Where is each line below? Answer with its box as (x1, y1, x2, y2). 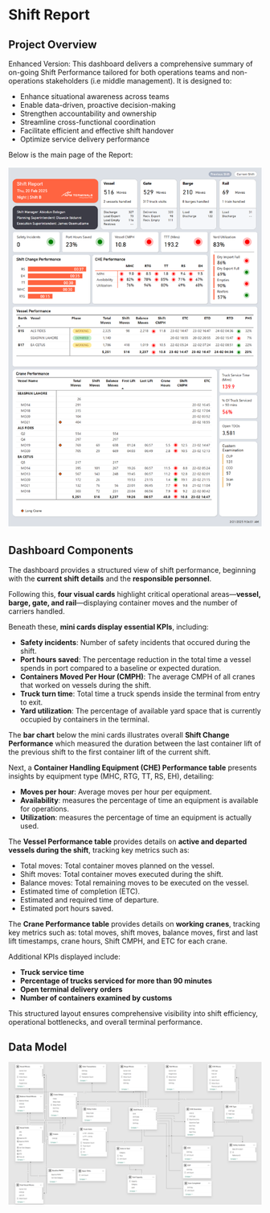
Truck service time (19, 967, 84, 977)
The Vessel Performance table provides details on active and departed (8, 837, 247, 846)
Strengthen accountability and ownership (19, 109, 157, 118)
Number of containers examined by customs (19, 993, 173, 1002)
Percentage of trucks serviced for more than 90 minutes (19, 976, 213, 985)
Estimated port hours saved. (19, 903, 114, 913)
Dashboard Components (8, 544, 134, 557)
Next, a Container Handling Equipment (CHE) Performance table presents (8, 763, 257, 772)
